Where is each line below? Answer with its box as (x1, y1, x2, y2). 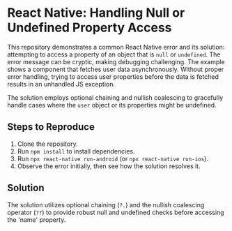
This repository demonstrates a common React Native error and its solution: (7, 43, 225, 51)
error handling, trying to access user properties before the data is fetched (7, 72, 219, 81)
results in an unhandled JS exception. (7, 80, 115, 88)
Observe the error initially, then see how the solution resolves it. (17, 162, 201, 170)
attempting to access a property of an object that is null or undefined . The (7, 50, 221, 59)
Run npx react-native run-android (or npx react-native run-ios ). (17, 154, 209, 163)
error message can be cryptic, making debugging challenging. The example (7, 57, 225, 66)
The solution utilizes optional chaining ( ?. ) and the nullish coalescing (7, 200, 205, 209)
